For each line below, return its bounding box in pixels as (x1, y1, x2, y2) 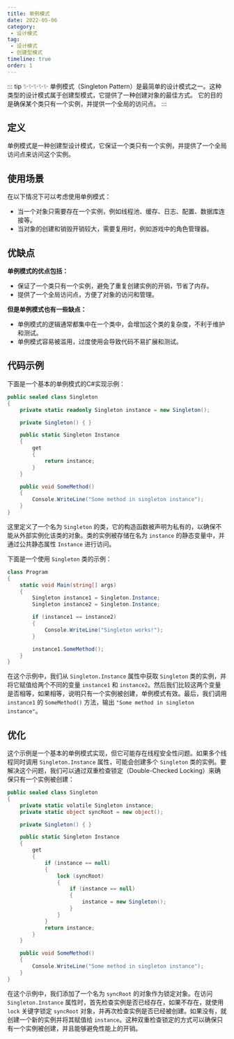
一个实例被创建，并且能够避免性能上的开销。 (13, 1024, 141, 1032)
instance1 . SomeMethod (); (32, 645, 104, 652)
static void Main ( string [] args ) (19, 581, 117, 589)
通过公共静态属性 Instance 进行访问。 (7, 539, 116, 548)
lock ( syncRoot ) (56, 872, 104, 879)
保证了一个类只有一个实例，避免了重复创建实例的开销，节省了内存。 (17, 282, 213, 290)
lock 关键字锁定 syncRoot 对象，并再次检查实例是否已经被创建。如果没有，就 (7, 1006, 227, 1015)
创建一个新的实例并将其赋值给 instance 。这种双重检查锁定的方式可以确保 (7, 1015, 217, 1024)
